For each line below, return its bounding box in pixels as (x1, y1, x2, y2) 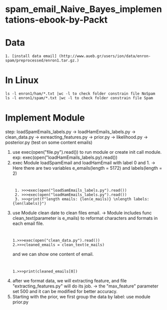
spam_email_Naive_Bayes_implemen (5, 4, 162, 15)
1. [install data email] (5, 54, 57, 59)
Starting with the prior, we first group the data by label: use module (12, 293, 151, 299)
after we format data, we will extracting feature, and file (12, 277, 127, 283)
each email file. (12, 220, 44, 226)
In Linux (5, 75, 39, 86)
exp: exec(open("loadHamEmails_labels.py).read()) (12, 154, 117, 160)
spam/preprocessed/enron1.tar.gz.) (5, 58, 79, 63)
